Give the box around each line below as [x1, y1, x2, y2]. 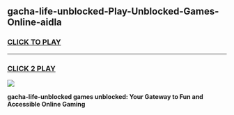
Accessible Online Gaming [7, 100, 86, 108]
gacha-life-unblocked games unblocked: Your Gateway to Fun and [7, 92, 203, 100]
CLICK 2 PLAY [7, 63, 56, 73]
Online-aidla [7, 17, 63, 29]
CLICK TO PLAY [7, 38, 61, 47]
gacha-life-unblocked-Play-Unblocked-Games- [7, 6, 219, 17]
